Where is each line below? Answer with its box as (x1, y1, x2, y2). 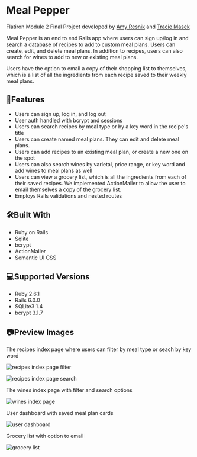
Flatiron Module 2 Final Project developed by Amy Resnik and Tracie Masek (6, 23, 190, 30)
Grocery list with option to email (6, 433, 84, 440)
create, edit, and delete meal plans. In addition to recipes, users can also (6, 47, 183, 54)
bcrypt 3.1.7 (14, 309, 43, 317)
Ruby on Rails (14, 228, 49, 236)
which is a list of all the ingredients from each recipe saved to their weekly (6, 71, 187, 78)
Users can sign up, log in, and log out (14, 110, 106, 117)
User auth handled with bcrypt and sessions (14, 117, 123, 124)
